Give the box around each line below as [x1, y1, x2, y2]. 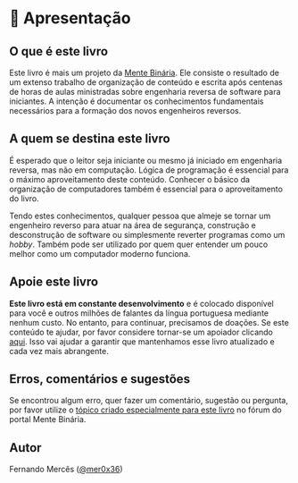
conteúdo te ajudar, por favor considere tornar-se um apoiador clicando [9, 326, 274, 337]
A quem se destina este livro [9, 131, 171, 147]
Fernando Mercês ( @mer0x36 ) [9, 464, 123, 475]
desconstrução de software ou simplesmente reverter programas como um [9, 229, 286, 240]
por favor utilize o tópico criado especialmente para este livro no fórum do [9, 404, 283, 415]
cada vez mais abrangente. [9, 345, 109, 356]
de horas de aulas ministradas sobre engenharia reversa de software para [9, 87, 281, 97]
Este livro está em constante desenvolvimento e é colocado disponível [9, 298, 274, 309]
